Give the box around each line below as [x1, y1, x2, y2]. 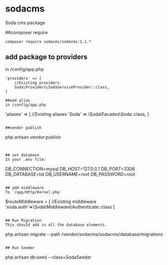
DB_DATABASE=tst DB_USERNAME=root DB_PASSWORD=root [5, 171, 135, 177]
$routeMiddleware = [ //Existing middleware [5, 198, 97, 204]
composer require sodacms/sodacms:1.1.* [5, 39, 92, 44]
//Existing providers [14, 80, 60, 85]
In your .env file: [5, 157, 46, 162]
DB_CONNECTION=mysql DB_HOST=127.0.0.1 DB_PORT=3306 [5, 165, 135, 171]
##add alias [5, 98, 30, 103]
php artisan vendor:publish [5, 134, 62, 140]
